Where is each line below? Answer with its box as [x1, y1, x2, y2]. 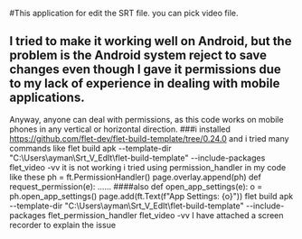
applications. [9, 90, 85, 106]
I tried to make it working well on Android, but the [9, 33, 292, 49]
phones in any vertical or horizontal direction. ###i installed [9, 124, 231, 134]
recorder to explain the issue [9, 219, 116, 230]
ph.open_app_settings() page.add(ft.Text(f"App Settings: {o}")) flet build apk [9, 190, 294, 201]
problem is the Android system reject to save [9, 48, 267, 63]
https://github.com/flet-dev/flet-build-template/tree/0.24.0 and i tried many [9, 133, 289, 143]
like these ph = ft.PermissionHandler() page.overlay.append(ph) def [9, 171, 262, 182]
